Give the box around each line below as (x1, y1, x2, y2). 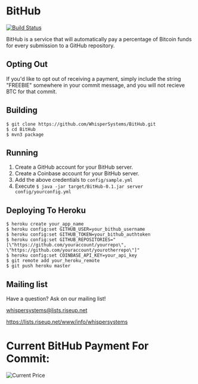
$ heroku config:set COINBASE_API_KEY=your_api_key (6, 252, 137, 258)
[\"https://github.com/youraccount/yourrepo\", (6, 242, 127, 248)
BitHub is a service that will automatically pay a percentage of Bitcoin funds (6, 35, 192, 42)
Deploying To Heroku (6, 205, 86, 215)
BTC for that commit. (6, 88, 57, 95)
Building (6, 105, 38, 115)
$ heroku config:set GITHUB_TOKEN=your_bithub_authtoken (6, 231, 151, 237)
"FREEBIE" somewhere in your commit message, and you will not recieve (6, 81, 185, 89)
